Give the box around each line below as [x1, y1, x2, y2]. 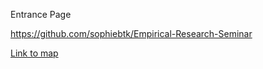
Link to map [10, 47, 59, 59]
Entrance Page [10, 9, 72, 20]
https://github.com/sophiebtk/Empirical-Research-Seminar [10, 28, 253, 39]
